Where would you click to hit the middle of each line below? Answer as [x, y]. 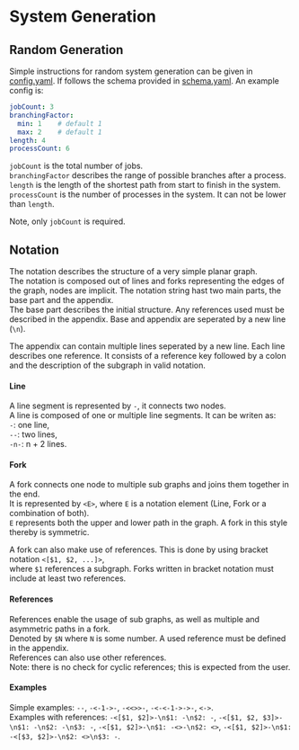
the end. [25, 494]
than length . [32, 204]
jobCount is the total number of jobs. [76, 166]
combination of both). [49, 513]
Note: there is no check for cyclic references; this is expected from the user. [150, 666]
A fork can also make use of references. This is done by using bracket [139, 549]
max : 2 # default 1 [60, 132]
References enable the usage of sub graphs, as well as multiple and [135, 619]
